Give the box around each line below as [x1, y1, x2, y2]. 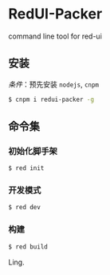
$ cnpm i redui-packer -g [8, 95, 94, 103]
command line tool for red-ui [8, 31, 102, 41]
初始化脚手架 [8, 145, 58, 156]
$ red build [8, 242, 48, 251]
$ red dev [8, 204, 41, 212]
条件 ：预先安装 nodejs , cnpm [8, 79, 100, 89]
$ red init [8, 164, 45, 172]
